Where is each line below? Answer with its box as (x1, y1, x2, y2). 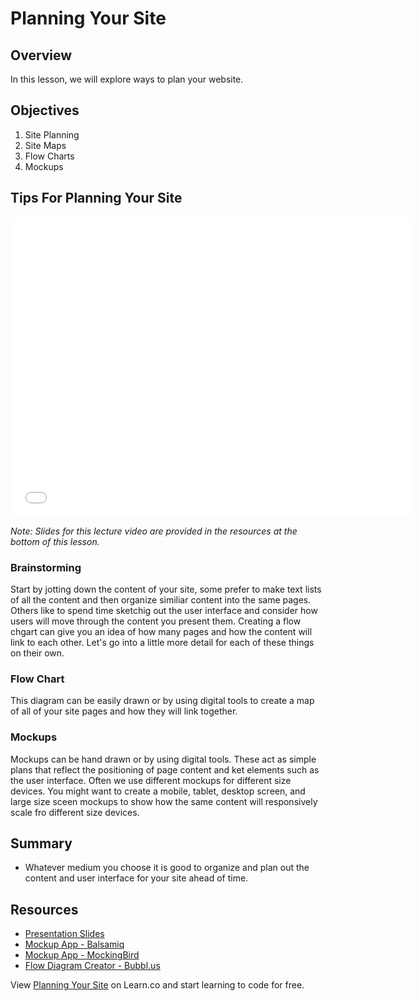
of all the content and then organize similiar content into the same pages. (10, 593, 312, 606)
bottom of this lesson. (10, 535, 100, 547)
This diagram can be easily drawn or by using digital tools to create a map (10, 695, 315, 707)
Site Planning (24, 128, 80, 141)
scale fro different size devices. (10, 806, 140, 818)
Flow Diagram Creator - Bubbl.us (24, 960, 161, 972)
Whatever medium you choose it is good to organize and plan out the (24, 862, 310, 874)
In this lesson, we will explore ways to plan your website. (10, 73, 244, 85)
